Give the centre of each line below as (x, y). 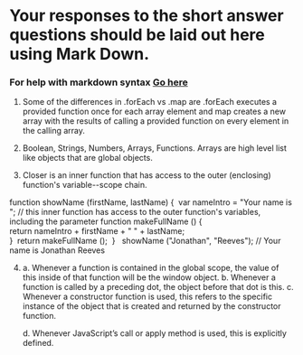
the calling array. (54, 131)
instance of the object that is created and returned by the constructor (151, 306)
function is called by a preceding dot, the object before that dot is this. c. (158, 287)
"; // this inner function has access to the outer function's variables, (135, 212)
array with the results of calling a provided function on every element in (156, 121)
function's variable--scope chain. (85, 185)
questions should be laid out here (137, 35)
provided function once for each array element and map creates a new (154, 112)
